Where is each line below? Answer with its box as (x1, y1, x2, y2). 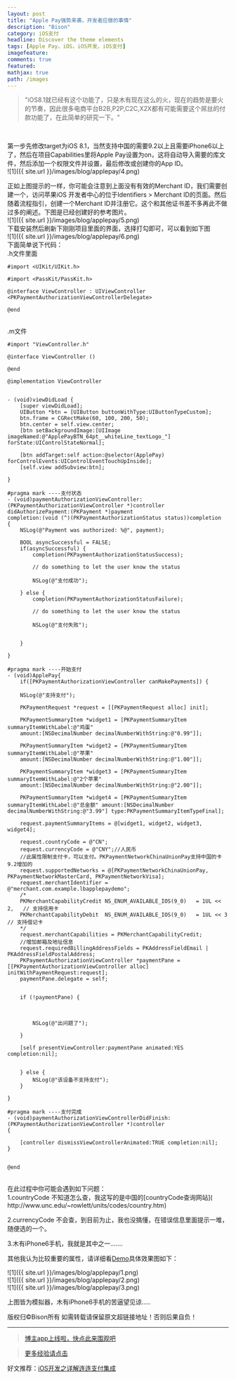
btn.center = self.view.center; (20, 421, 114, 429)
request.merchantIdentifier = (20, 880, 109, 887)
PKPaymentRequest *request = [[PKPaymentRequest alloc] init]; (20, 704, 209, 712)
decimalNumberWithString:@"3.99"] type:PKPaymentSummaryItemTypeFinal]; (7, 808, 225, 815)
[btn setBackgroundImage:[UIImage (20, 427, 121, 434)
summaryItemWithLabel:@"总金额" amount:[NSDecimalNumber (7, 802, 174, 809)
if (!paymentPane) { (20, 994, 80, 1001)
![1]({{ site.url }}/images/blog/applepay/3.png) (7, 1283, 140, 1292)
